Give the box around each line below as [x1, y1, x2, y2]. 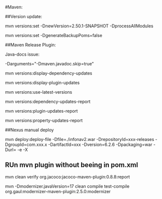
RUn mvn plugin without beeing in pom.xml [5, 161, 138, 169]
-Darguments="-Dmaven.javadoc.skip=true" [5, 61, 94, 66]
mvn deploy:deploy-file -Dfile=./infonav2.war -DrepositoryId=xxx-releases [5, 137, 154, 142]
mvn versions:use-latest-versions [5, 89, 72, 95]
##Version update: [5, 14, 42, 19]
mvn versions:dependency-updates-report [5, 99, 91, 104]
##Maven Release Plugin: [5, 42, 56, 48]
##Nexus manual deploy [5, 127, 54, 133]
